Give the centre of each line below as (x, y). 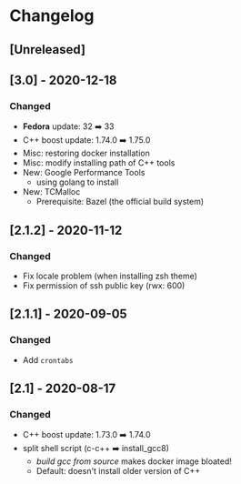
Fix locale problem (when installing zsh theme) (110, 276)
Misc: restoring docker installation (86, 153)
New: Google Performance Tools (84, 173)
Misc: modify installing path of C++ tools (99, 163)
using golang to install (77, 182)
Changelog (52, 16)
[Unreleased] (48, 50)
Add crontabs (48, 359)
